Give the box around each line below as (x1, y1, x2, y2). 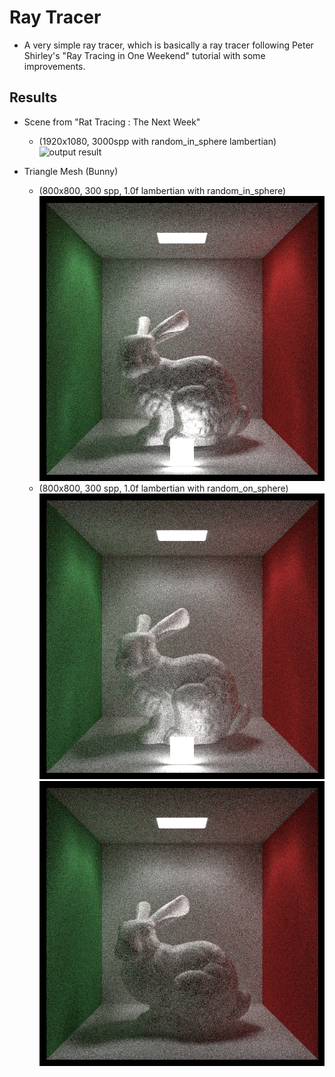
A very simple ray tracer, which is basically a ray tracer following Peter (23, 39, 314, 51)
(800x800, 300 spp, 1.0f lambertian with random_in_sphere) (38, 184, 287, 196)
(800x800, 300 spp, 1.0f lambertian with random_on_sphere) (38, 482, 289, 495)
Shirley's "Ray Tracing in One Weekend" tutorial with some (23, 49, 266, 61)
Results (9, 89, 58, 106)
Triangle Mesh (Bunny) (23, 165, 119, 177)
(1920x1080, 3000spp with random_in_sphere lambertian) (38, 135, 277, 147)
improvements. (23, 60, 86, 72)
